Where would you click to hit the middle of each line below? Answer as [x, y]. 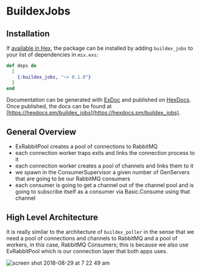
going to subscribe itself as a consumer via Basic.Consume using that [103, 192]
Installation [28, 34]
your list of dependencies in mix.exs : [52, 55]
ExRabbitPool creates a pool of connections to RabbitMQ [86, 146]
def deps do [21, 66]
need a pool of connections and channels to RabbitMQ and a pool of [92, 238]
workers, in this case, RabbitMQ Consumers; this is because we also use [97, 245]
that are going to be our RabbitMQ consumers [73, 179]
